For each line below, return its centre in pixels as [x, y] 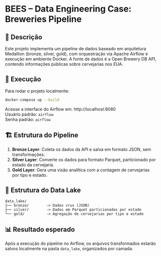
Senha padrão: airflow [28, 119]
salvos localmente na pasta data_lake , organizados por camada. [69, 249]
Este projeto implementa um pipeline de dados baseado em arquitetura [76, 49]
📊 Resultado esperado [40, 229]
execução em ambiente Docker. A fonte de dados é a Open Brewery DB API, [81, 59]
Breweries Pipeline [44, 19]
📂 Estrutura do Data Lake [43, 190]
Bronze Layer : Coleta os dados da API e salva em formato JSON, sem [81, 149]
